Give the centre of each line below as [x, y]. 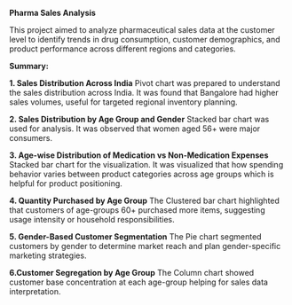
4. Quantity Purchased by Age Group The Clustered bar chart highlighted [144, 200]
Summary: [29, 66]
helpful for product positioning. [66, 184]
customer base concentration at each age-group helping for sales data [139, 282]
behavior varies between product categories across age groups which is [142, 174]
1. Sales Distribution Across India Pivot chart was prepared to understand [145, 83]
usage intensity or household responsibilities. [92, 219]
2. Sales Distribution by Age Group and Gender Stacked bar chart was [139, 119]
